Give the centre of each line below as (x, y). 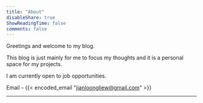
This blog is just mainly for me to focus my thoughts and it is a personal (95, 58)
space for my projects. (34, 64)
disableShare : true (31, 18)
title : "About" (25, 12)
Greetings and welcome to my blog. (50, 46)
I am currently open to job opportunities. (56, 76)
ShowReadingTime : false (36, 23)
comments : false (27, 29)
